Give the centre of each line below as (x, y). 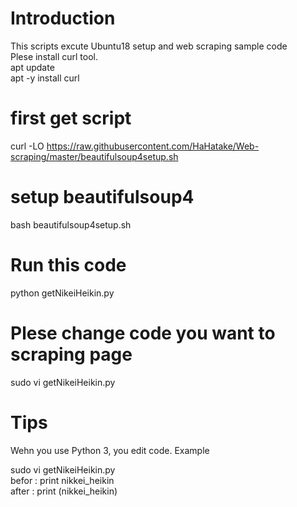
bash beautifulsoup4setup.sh (71, 224)
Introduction (63, 18)
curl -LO (27, 146)
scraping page (71, 354)
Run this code (68, 265)
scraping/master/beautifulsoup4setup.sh (94, 156)
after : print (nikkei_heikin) (64, 491)
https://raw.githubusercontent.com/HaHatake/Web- (153, 146)
